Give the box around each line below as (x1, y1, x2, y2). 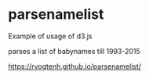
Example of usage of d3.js (8, 31, 93, 41)
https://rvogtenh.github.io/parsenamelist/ (8, 61, 142, 71)
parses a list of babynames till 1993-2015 (8, 46, 141, 56)
